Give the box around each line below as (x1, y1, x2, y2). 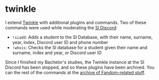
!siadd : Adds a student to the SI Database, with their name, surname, (12, 34, 153, 40)
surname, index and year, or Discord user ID (12, 50, 102, 56)
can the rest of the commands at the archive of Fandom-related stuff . (5, 69, 146, 75)
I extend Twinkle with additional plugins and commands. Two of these (5, 20, 147, 25)
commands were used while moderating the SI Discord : (5, 24, 118, 30)
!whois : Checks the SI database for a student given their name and (12, 44, 148, 50)
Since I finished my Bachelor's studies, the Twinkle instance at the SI (5, 59, 145, 65)
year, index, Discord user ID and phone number (12, 39, 108, 45)
